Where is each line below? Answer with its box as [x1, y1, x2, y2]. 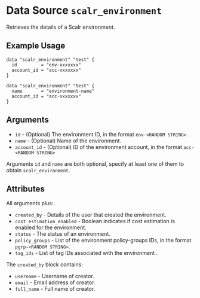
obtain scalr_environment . [6, 166, 70, 174]
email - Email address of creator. [14, 279, 96, 286]
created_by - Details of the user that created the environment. [14, 211, 167, 218]
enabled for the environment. [14, 224, 87, 231]
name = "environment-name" [11, 88, 95, 94]
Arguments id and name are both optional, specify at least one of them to [6, 160, 184, 168]
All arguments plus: [6, 200, 54, 207]
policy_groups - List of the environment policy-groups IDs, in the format [14, 237, 192, 244]
